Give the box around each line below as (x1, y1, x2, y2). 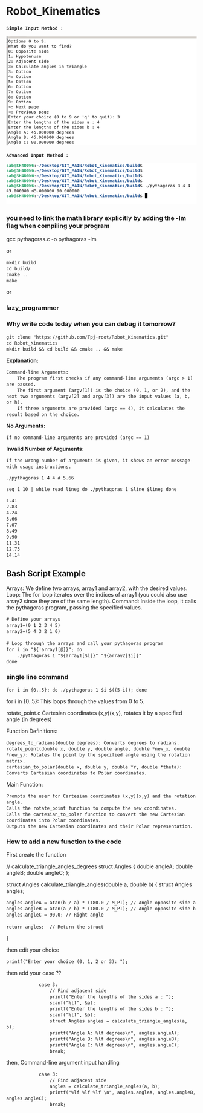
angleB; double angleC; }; (6, 869, 70, 877)
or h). (6, 399, 23, 406)
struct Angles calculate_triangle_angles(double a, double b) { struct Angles (6, 881, 192, 888)
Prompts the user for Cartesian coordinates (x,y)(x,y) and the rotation (6, 793, 196, 799)
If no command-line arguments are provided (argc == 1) (6, 434, 150, 441)
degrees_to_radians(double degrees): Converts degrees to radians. (6, 740, 180, 746)
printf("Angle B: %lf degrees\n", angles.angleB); (49, 1036, 180, 1042)
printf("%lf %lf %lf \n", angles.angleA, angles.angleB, (49, 1089, 196, 1095)
